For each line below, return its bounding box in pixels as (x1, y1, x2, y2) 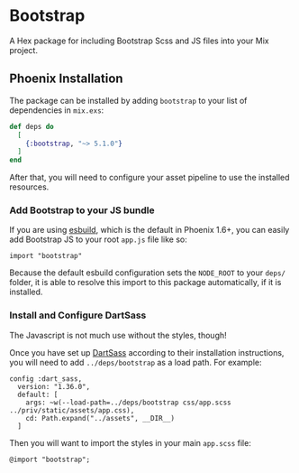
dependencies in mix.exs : (9, 105, 104, 116)
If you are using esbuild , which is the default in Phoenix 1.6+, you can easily (9, 225, 290, 236)
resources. (9, 181, 50, 192)
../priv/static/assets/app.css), (9, 405, 135, 415)
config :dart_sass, (9, 374, 83, 384)
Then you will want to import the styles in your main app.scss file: (9, 437, 252, 448)
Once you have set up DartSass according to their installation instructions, (9, 347, 285, 357)
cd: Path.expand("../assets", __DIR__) (25, 413, 176, 422)
